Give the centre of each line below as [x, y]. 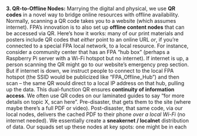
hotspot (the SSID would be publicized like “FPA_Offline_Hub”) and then [93, 77]
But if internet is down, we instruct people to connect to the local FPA [90, 71]
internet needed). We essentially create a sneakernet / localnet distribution [98, 120]
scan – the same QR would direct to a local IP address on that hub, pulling [95, 83]
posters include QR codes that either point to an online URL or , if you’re [92, 40]
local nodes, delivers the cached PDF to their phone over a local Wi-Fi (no [96, 114]
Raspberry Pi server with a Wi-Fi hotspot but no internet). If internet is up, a [98, 58]
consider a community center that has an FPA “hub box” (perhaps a [88, 52]
